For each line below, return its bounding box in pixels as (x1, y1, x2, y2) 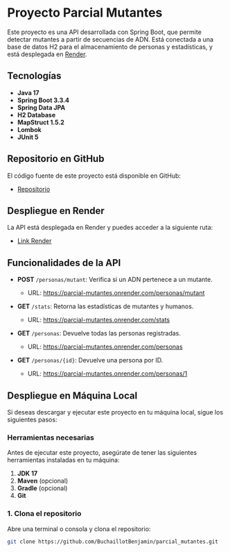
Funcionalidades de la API (7, 257, 121, 269)
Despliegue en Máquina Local (7, 390, 138, 401)
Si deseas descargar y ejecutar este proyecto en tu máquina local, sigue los (7, 408, 224, 416)
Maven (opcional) (17, 477, 69, 485)
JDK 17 (17, 469, 38, 478)
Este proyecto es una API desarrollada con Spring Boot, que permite (7, 28, 202, 36)
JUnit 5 (17, 133, 39, 141)
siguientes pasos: (7, 415, 57, 424)
